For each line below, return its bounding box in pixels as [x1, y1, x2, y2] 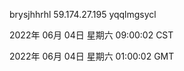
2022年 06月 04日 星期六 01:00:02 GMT [9, 50, 175, 62]
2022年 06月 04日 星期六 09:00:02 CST [9, 29, 174, 41]
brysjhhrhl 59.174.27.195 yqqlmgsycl [9, 9, 157, 20]
